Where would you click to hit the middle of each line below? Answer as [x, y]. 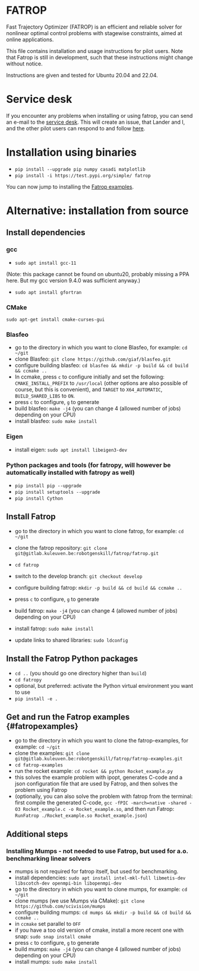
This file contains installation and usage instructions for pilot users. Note [94, 51]
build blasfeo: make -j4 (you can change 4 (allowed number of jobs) [98, 409]
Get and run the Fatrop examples [68, 717]
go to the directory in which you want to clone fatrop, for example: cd [99, 531]
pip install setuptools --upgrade [57, 492]
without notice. [24, 64]
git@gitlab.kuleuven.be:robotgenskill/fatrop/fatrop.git [87, 553]
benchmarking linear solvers [48, 859]
